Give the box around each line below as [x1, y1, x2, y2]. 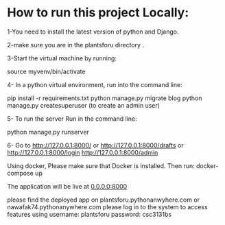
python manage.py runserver [7, 128, 89, 136]
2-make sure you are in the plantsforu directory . [7, 40, 145, 49]
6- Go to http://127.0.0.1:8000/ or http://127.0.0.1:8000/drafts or [7, 141, 184, 149]
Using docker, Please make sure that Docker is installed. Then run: [7, 161, 196, 169]
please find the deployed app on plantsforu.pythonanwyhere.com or [7, 196, 200, 204]
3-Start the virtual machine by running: [7, 54, 117, 62]
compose [7, 169, 34, 177]
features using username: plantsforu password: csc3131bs [7, 210, 172, 218]
